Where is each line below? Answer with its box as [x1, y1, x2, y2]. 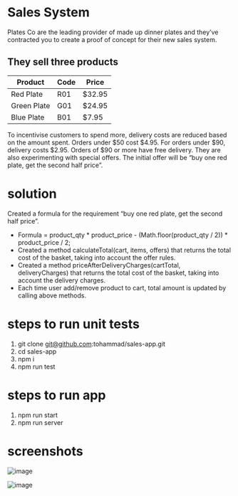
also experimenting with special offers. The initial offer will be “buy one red [7, 153, 227, 162]
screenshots [7, 443, 83, 459]
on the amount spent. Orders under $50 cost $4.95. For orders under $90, [7, 138, 226, 147]
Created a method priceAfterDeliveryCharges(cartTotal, [17, 260, 181, 269]
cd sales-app [17, 347, 57, 356]
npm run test [17, 362, 56, 371]
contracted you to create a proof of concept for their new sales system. [7, 35, 217, 43]
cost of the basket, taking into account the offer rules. [17, 253, 176, 262]
